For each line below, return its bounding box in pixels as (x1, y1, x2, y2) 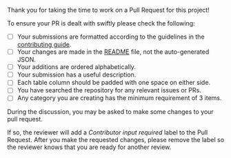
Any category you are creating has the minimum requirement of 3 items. (17, 94, 222, 102)
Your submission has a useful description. (17, 70, 137, 79)
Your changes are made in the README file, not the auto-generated (17, 48, 210, 56)
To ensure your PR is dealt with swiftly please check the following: (7, 19, 195, 27)
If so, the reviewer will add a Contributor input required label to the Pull (7, 128, 208, 137)
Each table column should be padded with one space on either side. (17, 79, 211, 87)
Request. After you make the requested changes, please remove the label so (7, 136, 225, 144)
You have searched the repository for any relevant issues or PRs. (17, 86, 201, 95)
